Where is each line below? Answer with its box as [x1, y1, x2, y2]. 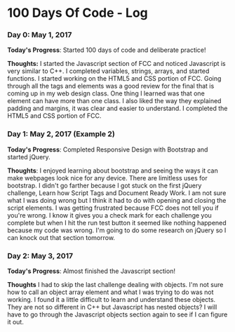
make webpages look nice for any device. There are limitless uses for [7, 173, 208, 182]
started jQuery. [7, 152, 51, 161]
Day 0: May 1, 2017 [7, 30, 72, 40]
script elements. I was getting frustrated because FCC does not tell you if [7, 204, 219, 212]
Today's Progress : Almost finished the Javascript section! [7, 267, 175, 275]
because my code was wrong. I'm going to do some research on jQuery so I [7, 226, 227, 234]
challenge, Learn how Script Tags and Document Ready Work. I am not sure [7, 188, 227, 197]
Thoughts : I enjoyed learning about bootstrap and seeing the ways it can [7, 166, 219, 175]
